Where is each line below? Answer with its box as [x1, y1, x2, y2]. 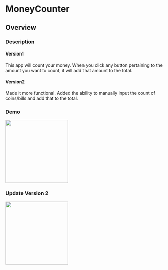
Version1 [5, 51, 24, 57]
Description [5, 38, 35, 45]
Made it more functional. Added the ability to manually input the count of [5, 90, 156, 96]
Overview [5, 23, 37, 32]
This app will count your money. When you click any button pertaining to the [5, 62, 163, 68]
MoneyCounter [5, 3, 70, 15]
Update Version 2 [5, 190, 49, 197]
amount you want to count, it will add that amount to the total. [5, 67, 132, 73]
